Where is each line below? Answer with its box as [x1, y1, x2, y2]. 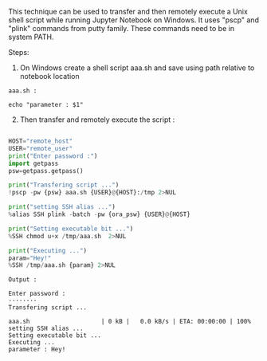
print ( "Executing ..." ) [8, 246, 88, 254]
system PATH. [8, 32, 54, 41]
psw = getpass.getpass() [8, 167, 84, 175]
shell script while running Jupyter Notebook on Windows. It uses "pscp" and [8, 15, 259, 25]
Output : [8, 276, 37, 284]
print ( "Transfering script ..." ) [8, 181, 120, 190]
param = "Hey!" [8, 254, 52, 262]
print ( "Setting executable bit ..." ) [8, 225, 134, 233]
